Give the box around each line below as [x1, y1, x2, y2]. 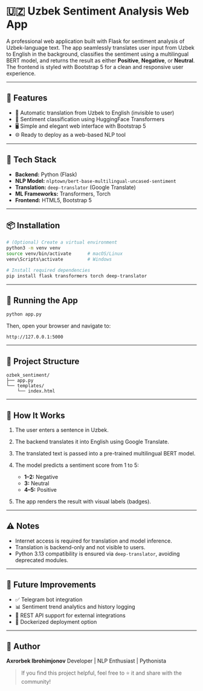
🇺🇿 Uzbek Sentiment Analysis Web [6, 4, 189, 18]
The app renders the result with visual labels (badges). [14, 498, 151, 505]
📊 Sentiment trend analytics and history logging [14, 603, 135, 610]
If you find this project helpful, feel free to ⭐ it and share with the [21, 669, 182, 676]
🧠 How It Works [6, 410, 65, 420]
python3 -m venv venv [6, 245, 61, 251]
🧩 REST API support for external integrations [14, 612, 126, 619]
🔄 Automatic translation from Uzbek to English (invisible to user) [14, 109, 175, 116]
